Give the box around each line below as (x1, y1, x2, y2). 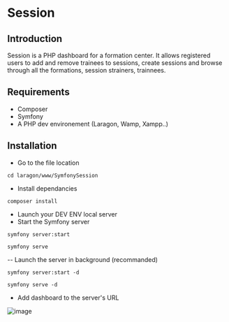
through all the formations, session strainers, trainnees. (7, 66, 166, 74)
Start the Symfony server (17, 217, 90, 226)
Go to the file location (17, 159, 80, 167)
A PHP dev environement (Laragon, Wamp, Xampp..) (17, 119, 169, 128)
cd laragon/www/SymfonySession (7, 172, 98, 179)
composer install (7, 198, 58, 205)
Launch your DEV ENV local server (17, 210, 117, 218)
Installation (7, 140, 57, 152)
